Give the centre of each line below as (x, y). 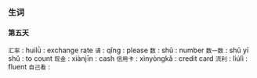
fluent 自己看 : (29, 67)
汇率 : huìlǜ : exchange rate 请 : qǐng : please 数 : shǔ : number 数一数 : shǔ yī (128, 50)
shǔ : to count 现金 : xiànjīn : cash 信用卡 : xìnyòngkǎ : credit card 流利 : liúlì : (128, 58)
